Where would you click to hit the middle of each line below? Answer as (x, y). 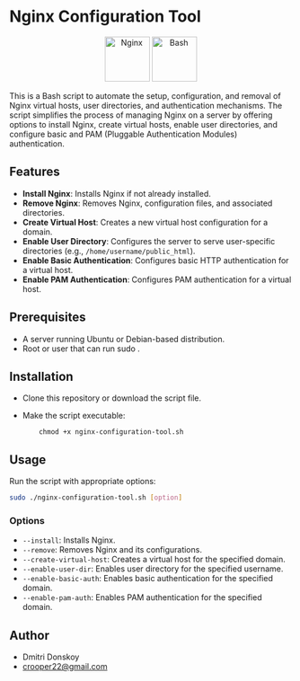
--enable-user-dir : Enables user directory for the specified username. (153, 569)
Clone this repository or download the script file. (112, 398)
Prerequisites (48, 318)
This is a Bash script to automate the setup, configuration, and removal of (145, 95)
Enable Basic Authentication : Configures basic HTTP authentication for (155, 260)
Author (29, 635)
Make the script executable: (74, 416)
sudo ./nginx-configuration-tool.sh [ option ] (96, 498)
